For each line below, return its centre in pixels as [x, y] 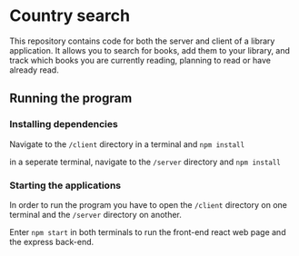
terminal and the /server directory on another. [95, 214]
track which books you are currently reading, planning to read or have [140, 60]
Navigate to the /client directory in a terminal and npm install [127, 144]
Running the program [71, 98]
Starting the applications [65, 185]
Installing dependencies [64, 124]
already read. [34, 70]
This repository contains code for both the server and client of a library [142, 41]
